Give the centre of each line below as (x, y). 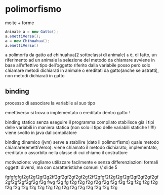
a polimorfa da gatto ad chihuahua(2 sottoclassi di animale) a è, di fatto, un (81, 55)
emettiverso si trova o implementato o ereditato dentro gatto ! (67, 113)
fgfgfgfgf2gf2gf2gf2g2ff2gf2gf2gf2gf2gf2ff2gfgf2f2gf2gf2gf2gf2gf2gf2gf (82, 177)
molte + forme (20, 23)
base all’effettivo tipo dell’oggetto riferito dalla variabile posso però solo (78, 65)
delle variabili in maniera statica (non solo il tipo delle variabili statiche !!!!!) (81, 128)
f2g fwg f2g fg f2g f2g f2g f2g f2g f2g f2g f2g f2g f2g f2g (99, 182)
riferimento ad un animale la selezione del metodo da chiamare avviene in (80, 60)
